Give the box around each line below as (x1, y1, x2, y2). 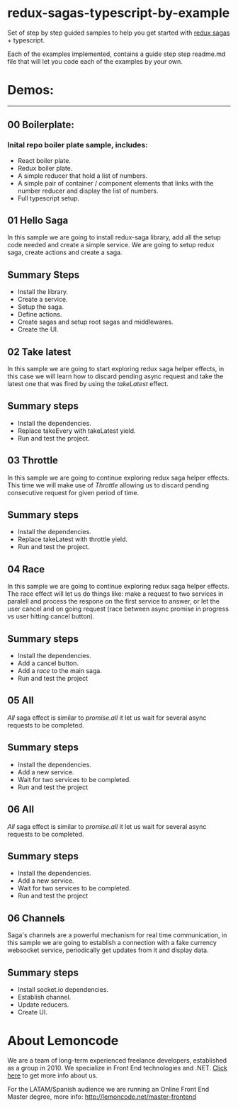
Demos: (7, 82, 55, 98)
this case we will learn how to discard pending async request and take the (7, 372, 224, 380)
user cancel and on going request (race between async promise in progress (7, 604, 229, 614)
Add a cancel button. (17, 659, 79, 667)
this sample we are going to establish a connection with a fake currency (7, 939, 217, 947)
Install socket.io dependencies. (17, 985, 108, 993)
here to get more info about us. (7, 1071, 98, 1080)
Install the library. (17, 288, 69, 296)
